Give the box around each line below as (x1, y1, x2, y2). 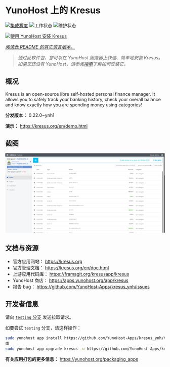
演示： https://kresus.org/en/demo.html (5, 123, 88, 129)
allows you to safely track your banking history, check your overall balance (5, 96, 161, 102)
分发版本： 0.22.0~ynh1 (5, 112, 55, 118)
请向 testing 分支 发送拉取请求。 (5, 314, 74, 320)
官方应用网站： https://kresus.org (12, 258, 82, 264)
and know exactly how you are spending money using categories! (5, 102, 142, 108)
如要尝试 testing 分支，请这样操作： (5, 325, 81, 331)
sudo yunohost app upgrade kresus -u (5, 346, 85, 352)
